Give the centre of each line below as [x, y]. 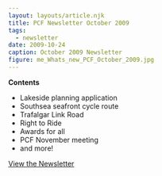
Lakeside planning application [68, 98]
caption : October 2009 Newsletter [66, 52]
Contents [24, 82]
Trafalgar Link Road [52, 114]
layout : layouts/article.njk [56, 15]
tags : [17, 30]
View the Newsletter [41, 163]
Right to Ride [40, 123]
